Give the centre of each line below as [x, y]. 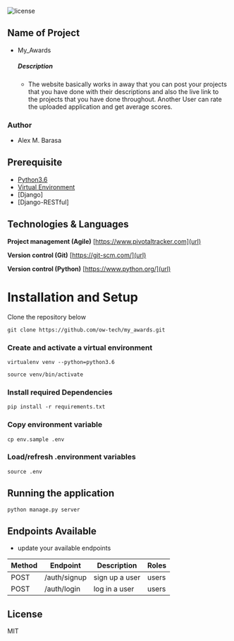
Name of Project [43, 33]
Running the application [61, 494]
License [25, 614]
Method [24, 565]
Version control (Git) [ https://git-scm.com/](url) [77, 255]
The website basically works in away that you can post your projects [128, 84]
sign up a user [117, 577]
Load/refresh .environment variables [72, 457]
